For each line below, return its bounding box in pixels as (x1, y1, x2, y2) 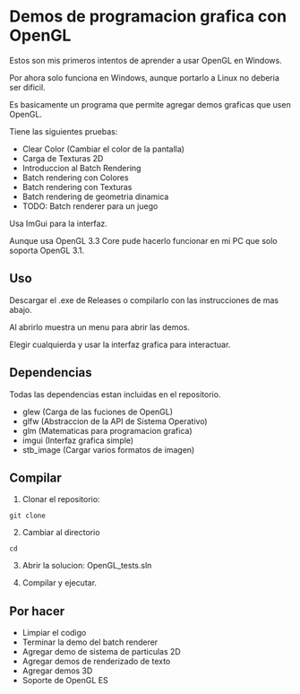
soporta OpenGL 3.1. (9, 245, 85, 256)
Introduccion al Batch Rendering (21, 162, 141, 173)
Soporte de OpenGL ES (21, 675, 109, 686)
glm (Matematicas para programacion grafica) (21, 425, 193, 436)
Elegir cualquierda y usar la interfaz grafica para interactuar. (9, 339, 231, 350)
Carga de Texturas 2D (21, 152, 104, 163)
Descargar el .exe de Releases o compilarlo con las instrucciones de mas (9, 294, 279, 306)
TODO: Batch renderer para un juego (21, 200, 159, 212)
